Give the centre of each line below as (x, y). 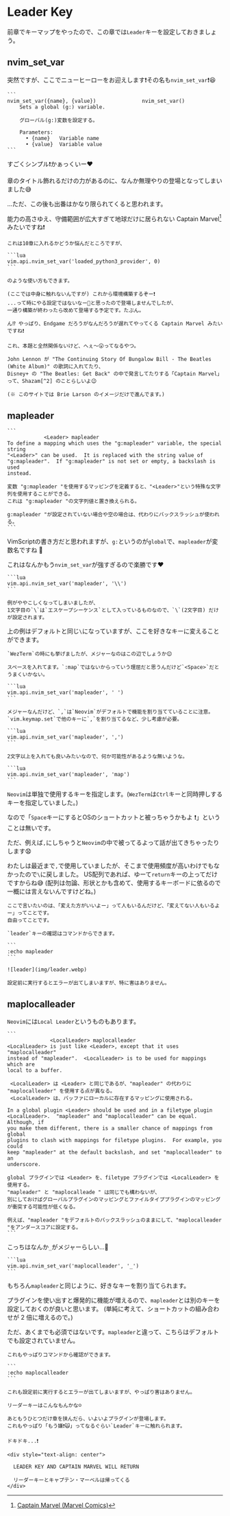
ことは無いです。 (31, 828)
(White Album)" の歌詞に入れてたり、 (55, 367)
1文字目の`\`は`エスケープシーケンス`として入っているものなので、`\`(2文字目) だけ (113, 610)
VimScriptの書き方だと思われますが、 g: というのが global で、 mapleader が (110, 541)
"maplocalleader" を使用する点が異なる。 (61, 1091)
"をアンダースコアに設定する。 (44, 1228)
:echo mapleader (30, 952)
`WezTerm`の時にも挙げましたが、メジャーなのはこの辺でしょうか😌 (90, 654)
